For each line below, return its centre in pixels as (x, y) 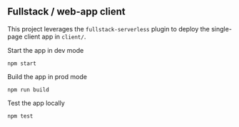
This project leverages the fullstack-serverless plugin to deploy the (109, 29)
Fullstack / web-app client (67, 12)
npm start (22, 63)
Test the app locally (36, 103)
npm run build (29, 90)
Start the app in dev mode (46, 50)
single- (222, 29)
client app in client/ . (55, 36)
